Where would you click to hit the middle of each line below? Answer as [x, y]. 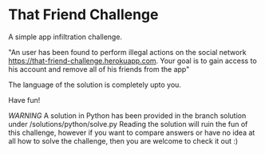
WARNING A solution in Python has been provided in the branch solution [127, 115]
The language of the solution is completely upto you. [95, 85]
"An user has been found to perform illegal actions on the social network [127, 52]
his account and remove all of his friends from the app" [99, 69]
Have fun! [24, 100]
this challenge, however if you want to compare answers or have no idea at [132, 132]
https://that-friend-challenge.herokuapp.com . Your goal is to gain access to [132, 61]
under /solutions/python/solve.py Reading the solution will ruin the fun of [128, 124]
